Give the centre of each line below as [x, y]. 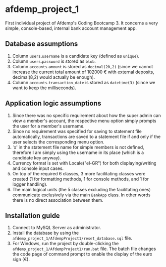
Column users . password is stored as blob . [54, 61]
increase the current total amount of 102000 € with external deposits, [83, 72]
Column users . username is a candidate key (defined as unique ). [76, 56]
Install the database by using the [46, 233]
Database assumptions [42, 44]
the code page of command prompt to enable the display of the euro [82, 254]
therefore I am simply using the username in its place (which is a [78, 152]
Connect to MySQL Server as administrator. [57, 228]
